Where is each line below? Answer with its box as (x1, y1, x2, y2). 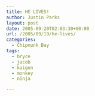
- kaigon (11, 64, 33, 71)
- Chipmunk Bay (11, 43, 50, 49)
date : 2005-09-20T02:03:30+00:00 (6, 25, 90, 32)
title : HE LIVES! (6, 8, 50, 15)
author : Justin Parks (6, 14, 60, 20)
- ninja (11, 76, 31, 82)
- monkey (11, 70, 33, 76)
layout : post (6, 20, 39, 26)
